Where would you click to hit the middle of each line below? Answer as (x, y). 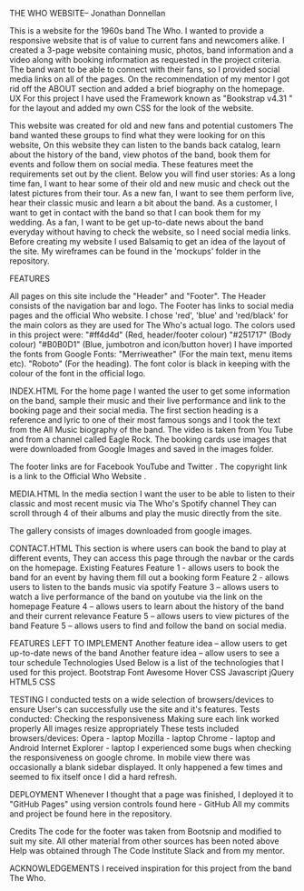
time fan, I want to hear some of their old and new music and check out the (150, 184)
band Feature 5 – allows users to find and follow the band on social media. (148, 626)
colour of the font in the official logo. (78, 373)
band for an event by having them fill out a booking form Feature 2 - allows (149, 577)
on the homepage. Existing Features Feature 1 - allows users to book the (144, 568)
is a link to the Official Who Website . (78, 476)
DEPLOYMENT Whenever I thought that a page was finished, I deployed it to (152, 794)
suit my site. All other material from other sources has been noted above (144, 841)
